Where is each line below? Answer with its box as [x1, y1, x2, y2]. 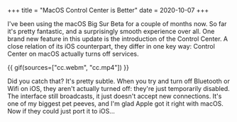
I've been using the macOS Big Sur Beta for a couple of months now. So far [7, 20, 227, 28]
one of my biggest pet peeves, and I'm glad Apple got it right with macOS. [7, 99, 224, 108]
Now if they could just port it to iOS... [7, 107, 116, 115]
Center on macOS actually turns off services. [7, 49, 140, 58]
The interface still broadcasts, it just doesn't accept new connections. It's [7, 92, 222, 100]
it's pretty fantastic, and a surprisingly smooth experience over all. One [7, 28, 215, 35]
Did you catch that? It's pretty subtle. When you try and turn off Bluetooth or [7, 77, 231, 85]
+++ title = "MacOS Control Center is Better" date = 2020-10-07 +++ [7, 6, 209, 14]
